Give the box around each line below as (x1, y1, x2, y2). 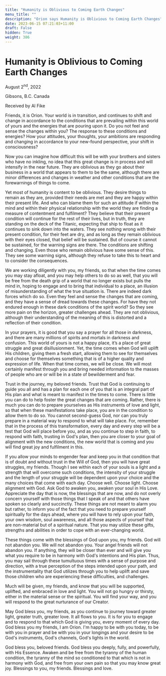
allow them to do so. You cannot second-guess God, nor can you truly (5, 412, 148, 418)
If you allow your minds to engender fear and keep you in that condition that (5, 453, 160, 460)
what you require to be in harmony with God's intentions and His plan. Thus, (5, 552, 160, 559)
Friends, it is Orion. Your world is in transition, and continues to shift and (5, 112, 152, 119)
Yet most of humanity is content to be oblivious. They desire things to (5, 189, 147, 195)
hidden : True (5, 30, 32, 35)
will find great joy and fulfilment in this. (5, 444, 84, 450)
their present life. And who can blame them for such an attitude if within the (5, 200, 159, 206)
